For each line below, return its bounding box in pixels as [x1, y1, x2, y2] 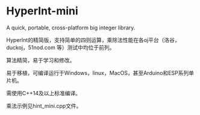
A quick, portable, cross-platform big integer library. [6, 24, 136, 31]
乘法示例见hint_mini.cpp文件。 [6, 102, 82, 109]
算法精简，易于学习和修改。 [6, 56, 75, 63]
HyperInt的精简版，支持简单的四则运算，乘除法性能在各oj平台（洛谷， [6, 36, 180, 43]
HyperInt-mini [6, 4, 78, 18]
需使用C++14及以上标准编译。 [6, 89, 81, 96]
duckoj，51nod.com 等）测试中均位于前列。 [6, 44, 115, 51]
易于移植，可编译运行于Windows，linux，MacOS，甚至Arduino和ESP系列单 [6, 69, 195, 76]
